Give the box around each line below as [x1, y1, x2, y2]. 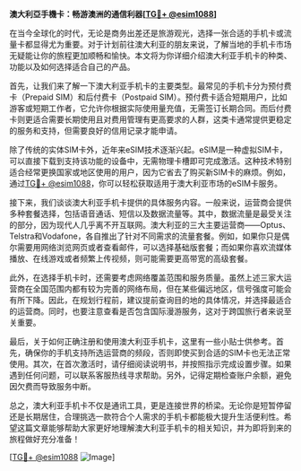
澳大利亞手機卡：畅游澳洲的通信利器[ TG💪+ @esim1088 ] [9, 9, 218, 19]
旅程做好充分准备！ [9, 434, 81, 444]
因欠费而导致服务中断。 [9, 381, 96, 391]
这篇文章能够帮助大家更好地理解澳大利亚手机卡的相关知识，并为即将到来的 [16, 423, 292, 433]
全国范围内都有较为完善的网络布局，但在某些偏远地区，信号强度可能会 [32, 283, 292, 294]
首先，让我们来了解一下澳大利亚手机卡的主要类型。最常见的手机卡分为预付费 [9, 81, 292, 91]
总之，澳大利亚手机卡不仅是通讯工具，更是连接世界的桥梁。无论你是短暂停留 [9, 400, 292, 411]
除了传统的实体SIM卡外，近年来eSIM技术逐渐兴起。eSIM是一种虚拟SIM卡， [9, 144, 288, 155]
